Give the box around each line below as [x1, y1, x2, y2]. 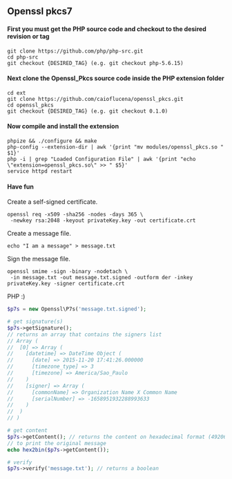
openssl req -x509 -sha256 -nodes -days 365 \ [7, 211, 144, 218]
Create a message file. [7, 229, 71, 238]
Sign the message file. [7, 255, 71, 263]
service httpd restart [7, 168, 72, 175]
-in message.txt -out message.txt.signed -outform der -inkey [10, 274, 193, 281]
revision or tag [7, 32, 50, 40]
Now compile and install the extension [7, 122, 119, 131]
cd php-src [7, 53, 39, 61]
